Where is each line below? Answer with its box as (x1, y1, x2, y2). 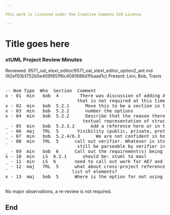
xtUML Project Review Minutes (5, 56, 82, 63)
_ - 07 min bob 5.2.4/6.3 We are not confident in (5, 134, 158, 139)
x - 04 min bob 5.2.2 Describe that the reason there (5, 113, 165, 119)
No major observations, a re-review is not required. (5, 188, 112, 195)
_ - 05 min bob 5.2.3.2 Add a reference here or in (5, 123, 160, 129)
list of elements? (71, 169, 118, 175)
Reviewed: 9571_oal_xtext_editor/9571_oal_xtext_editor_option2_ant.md (5, 68, 153, 74)
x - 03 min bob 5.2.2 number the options (5, 108, 134, 114)
